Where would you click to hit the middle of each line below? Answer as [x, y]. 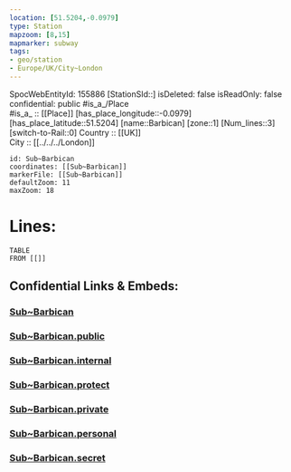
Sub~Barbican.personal [63, 433]
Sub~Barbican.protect [60, 384]
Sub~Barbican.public [57, 336]
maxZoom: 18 [32, 190]
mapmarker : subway [44, 43]
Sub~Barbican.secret [57, 458]
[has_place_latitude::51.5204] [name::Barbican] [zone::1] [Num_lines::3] [142, 122]
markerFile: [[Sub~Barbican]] [66, 174]
